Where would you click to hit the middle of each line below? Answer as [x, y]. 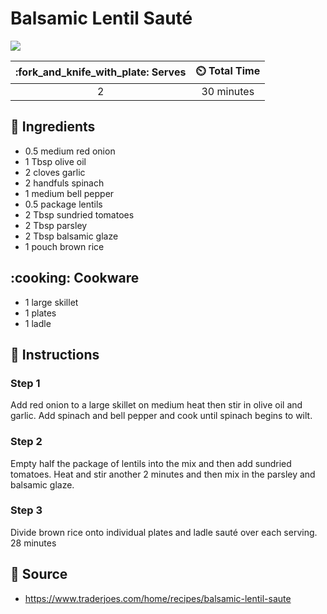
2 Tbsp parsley [56, 225]
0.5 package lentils [63, 204]
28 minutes [33, 543]
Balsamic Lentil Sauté [101, 18]
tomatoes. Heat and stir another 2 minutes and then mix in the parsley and [163, 474]
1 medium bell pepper [69, 193]
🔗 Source [39, 574]
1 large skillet [51, 302]
